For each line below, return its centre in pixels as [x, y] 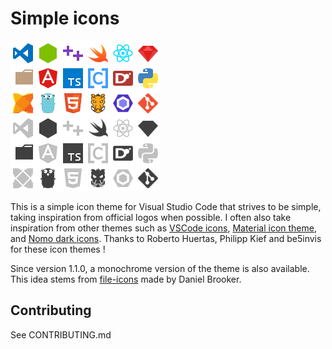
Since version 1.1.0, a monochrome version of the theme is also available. [160, 268]
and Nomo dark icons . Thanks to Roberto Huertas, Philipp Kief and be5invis [166, 238]
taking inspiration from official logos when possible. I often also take [151, 217]
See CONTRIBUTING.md [61, 334]
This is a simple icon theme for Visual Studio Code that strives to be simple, [166, 206]
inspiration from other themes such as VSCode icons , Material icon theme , [163, 228]
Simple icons [65, 18]
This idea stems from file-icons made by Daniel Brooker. [126, 279]
